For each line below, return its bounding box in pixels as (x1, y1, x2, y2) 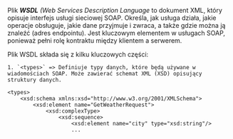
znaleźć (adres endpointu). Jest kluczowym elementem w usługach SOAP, (7, 29, 226, 37)
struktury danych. (7, 76, 62, 83)
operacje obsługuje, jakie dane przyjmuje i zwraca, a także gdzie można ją (7, 21, 226, 29)
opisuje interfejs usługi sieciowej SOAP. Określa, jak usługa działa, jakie (7, 14, 217, 22)
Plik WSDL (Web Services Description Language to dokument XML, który (7, 6, 223, 14)
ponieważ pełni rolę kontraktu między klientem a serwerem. (7, 36, 182, 45)
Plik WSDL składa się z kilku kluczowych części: (7, 50, 149, 58)
